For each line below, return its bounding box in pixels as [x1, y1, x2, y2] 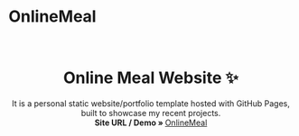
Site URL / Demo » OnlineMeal [94, 117, 208, 128]
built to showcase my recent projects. [80, 107, 221, 118]
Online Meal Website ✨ [62, 68, 239, 88]
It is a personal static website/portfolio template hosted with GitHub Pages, [11, 97, 291, 109]
